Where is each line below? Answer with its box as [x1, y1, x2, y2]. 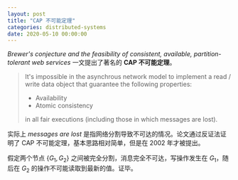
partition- [193, 50, 222, 58]
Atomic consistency [35, 101, 94, 110]
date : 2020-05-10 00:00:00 [7, 30, 87, 38]
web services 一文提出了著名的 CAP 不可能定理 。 [31, 58, 176, 67]
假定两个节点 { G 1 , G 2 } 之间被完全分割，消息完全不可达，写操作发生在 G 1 [7, 154, 217, 164]
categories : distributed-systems [7, 23, 107, 31]
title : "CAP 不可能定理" [7, 17, 76, 24]
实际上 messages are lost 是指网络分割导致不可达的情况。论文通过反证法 [7, 129, 220, 139]
